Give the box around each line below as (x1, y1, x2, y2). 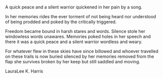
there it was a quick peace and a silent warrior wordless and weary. (5, 39, 143, 45)
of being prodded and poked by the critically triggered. (5, 19, 117, 25)
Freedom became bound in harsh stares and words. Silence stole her (5, 28, 146, 34)
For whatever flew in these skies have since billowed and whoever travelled (5, 49, 159, 54)
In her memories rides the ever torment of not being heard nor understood (5, 14, 157, 19)
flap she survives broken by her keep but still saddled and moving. (5, 59, 140, 64)
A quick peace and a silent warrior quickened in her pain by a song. (5, 4, 142, 10)
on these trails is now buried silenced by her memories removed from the (5, 53, 154, 59)
